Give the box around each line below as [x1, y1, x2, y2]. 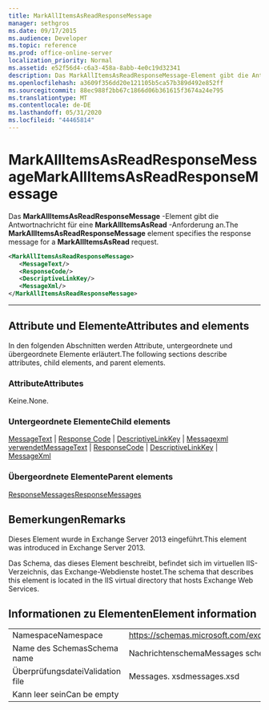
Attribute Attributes [8, 378, 84, 389]
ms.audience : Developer [8, 34, 88, 43]
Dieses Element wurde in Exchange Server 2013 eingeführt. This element [8, 534, 247, 544]
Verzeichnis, [8, 566, 50, 576]
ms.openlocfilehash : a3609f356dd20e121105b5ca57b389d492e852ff [8, 79, 224, 87]
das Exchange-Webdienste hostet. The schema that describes [50, 566, 254, 576]
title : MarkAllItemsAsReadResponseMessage [8, 11, 152, 20]
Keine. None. [8, 396, 50, 406]
